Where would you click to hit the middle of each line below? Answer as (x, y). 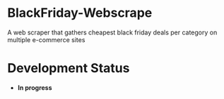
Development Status (69, 68)
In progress (35, 87)
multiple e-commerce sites (46, 39)
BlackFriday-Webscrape (80, 13)
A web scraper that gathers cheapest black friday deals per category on (112, 32)
